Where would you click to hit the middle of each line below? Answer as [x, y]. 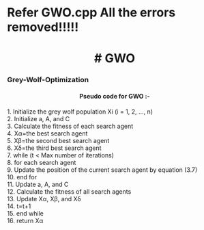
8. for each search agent [42, 162]
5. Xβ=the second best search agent [58, 140]
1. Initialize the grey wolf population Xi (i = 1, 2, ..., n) [80, 112]
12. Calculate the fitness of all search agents [69, 191]
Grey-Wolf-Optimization [48, 80]
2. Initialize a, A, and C [39, 118]
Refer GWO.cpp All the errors [91, 13]
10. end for [22, 177]
